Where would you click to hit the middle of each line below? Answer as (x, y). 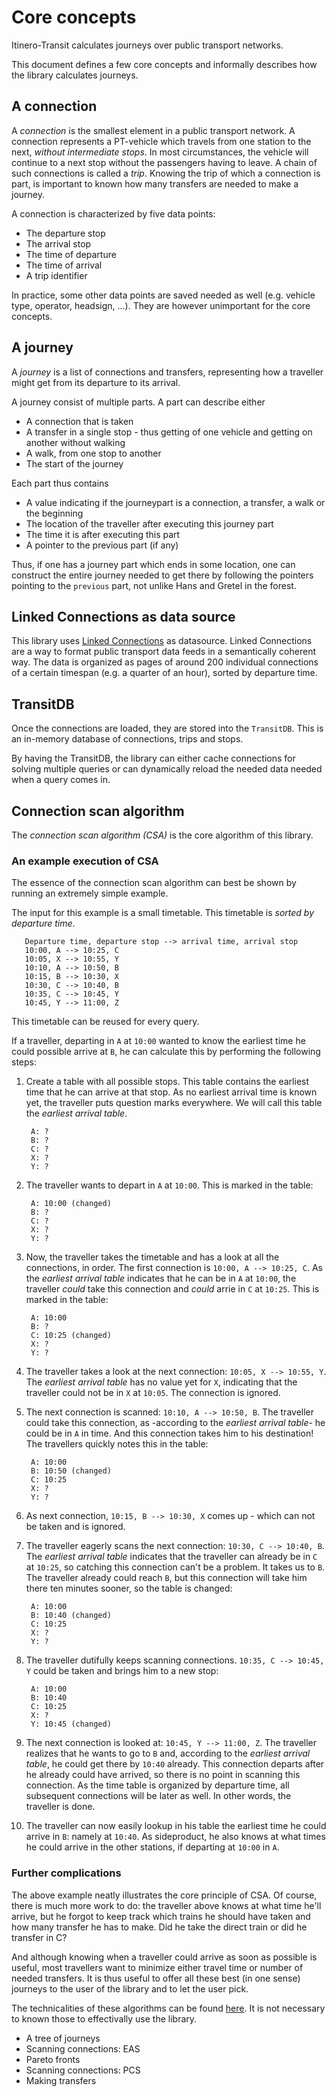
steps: (24, 1062)
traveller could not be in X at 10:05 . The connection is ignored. (153, 1393)
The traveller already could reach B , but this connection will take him (166, 1578)
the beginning (54, 513)
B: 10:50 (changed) (71, 1471)
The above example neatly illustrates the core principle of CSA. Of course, (164, 1895)
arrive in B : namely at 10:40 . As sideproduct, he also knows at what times (175, 1837)
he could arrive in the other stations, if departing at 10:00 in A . (152, 1847)
